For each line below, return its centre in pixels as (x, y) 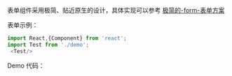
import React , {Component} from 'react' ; (67, 38)
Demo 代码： (26, 66)
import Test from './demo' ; (48, 45)
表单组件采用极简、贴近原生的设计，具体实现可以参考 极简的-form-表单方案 (116, 10)
